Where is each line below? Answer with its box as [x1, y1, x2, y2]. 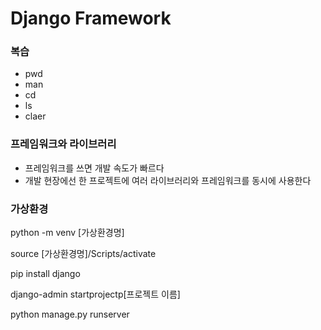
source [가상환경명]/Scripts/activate [10, 248, 157, 260]
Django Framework [10, 7, 172, 30]
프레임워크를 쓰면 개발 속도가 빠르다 [24, 162, 165, 174]
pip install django [10, 268, 81, 280]
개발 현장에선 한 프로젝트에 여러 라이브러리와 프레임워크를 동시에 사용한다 [24, 174, 312, 186]
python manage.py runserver [10, 308, 130, 321]
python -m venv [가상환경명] [10, 227, 125, 239]
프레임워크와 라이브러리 [10, 137, 117, 151]
